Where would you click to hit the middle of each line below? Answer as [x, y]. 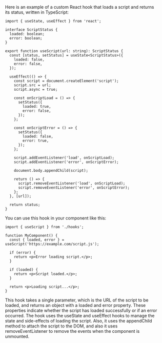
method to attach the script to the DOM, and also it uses [61, 326]
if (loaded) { [24, 270]
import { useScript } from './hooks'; [44, 227]
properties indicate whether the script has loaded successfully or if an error [81, 310]
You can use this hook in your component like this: [56, 218]
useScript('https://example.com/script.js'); [52, 244]
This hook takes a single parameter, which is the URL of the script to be [77, 300]
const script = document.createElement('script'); [66, 81]
